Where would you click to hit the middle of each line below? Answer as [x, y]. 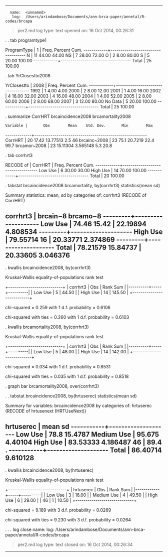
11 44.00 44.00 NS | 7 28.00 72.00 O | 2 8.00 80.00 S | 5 [92, 55]
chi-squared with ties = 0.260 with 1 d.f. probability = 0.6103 [67, 317]
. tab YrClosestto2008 [28, 76]
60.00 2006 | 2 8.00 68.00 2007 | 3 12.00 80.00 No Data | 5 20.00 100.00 [81, 101]
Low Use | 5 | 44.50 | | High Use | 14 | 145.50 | [81, 292]
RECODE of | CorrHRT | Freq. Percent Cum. [50, 165]
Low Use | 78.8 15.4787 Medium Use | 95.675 [87, 435]
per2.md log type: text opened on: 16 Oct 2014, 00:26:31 [75, 30]
